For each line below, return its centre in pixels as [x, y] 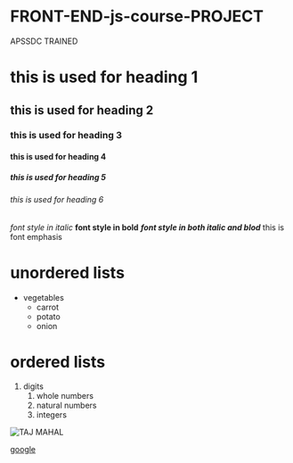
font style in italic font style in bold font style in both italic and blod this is [147, 227]
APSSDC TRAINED [44, 41]
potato [48, 316]
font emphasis [37, 236]
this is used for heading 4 [58, 157]
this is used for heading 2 [82, 110]
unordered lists [68, 273]
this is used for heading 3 [66, 136]
